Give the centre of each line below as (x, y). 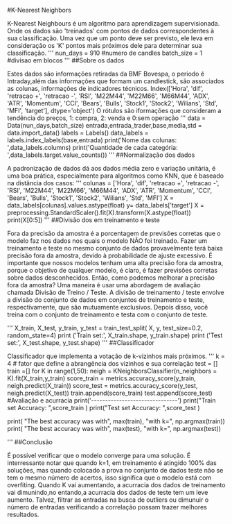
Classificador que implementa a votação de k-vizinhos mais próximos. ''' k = (116, 356)
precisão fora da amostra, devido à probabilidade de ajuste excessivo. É (110, 255)
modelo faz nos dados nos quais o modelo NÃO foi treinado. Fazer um (107, 241)
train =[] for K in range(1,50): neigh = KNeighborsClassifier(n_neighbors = (112, 371)
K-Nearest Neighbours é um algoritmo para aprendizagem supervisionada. (114, 23)
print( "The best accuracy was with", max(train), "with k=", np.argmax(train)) (116, 421)
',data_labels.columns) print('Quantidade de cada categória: (92, 147)
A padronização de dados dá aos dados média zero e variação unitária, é (111, 168)
